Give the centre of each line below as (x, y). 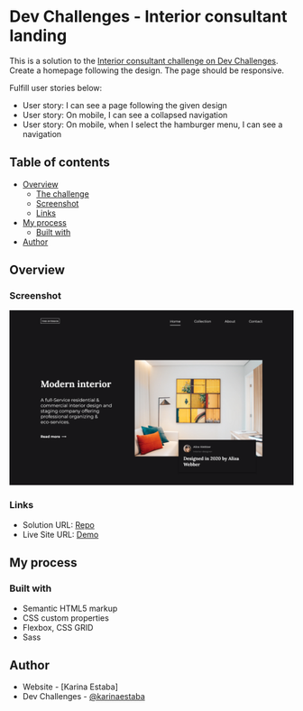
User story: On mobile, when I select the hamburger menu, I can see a (152, 125)
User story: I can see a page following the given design (125, 105)
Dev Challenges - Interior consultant (148, 17)
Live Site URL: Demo (60, 534)
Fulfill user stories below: (56, 88)
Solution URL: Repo (58, 524)
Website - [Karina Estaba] (70, 687)
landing (38, 36)
